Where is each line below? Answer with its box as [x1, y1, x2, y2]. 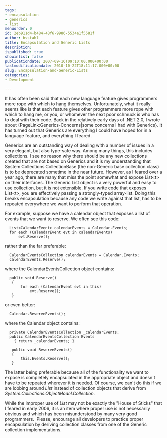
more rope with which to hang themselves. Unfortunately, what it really [5, 101, 151, 107]
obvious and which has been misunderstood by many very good [5, 411, 137, 417]
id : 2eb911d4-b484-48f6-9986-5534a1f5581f [5, 31, 95, 36]
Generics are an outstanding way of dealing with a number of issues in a [5, 142, 154, 148]
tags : [5, 7, 16, 13]
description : [5, 45, 32, 50]
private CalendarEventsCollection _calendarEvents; [9, 330, 120, 335]
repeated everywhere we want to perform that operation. [5, 201, 122, 207]
